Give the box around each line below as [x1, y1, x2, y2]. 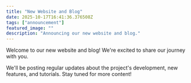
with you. [6, 53, 28, 60]
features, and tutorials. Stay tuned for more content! [6, 71, 132, 78]
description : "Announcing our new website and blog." [6, 31, 141, 36]
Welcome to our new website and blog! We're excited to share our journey [6, 47, 186, 54]
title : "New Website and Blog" [6, 8, 83, 15]
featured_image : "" [6, 25, 54, 31]
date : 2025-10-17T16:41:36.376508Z [6, 14, 93, 20]
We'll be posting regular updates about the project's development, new [6, 64, 178, 71]
